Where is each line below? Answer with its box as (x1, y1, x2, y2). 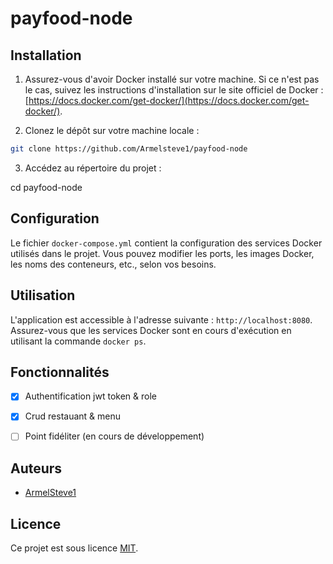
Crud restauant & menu (24, 410, 122, 422)
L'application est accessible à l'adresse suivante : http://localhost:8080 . (10, 313, 313, 326)
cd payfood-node (10, 181, 83, 193)
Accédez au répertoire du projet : (24, 162, 162, 174)
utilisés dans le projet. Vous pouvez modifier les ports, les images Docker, (10, 247, 315, 259)
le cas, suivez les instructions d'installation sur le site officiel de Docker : (24, 84, 324, 96)
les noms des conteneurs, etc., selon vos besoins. (10, 258, 217, 270)
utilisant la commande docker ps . (10, 335, 147, 347)
